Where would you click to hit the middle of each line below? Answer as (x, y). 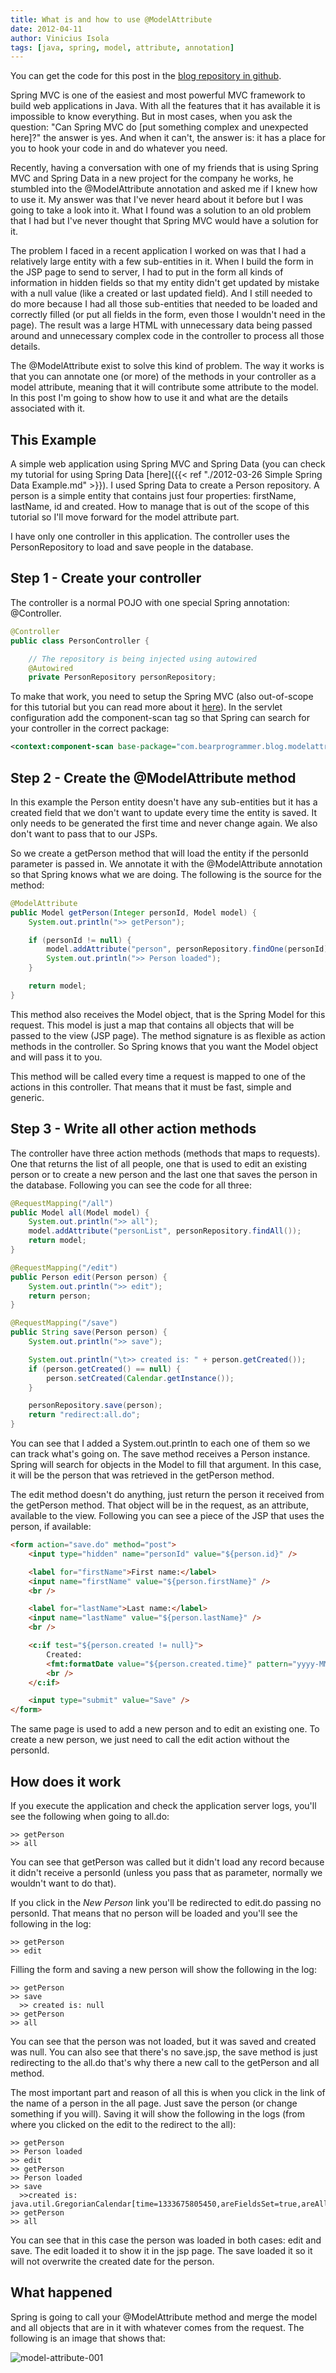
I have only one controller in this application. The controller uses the (150, 537)
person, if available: (51, 1526)
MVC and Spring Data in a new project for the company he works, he (152, 178)
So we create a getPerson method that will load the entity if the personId (159, 853)
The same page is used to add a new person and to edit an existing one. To (165, 1729)
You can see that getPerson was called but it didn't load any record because (167, 1862)
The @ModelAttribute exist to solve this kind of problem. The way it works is (167, 366)
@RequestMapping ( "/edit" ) (64, 1267)
